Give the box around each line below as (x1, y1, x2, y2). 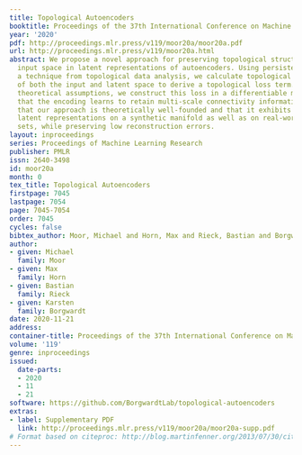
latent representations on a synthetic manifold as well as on (17, 114, 259, 123)
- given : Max (9, 265, 58, 274)
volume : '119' (9, 340, 63, 349)
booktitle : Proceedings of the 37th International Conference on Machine (9, 22, 292, 31)
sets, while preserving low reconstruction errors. (17, 123, 216, 132)
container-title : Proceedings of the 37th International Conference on (9, 332, 283, 341)
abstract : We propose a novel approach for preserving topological (9, 55, 268, 64)
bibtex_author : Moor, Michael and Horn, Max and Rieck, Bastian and (9, 231, 271, 240)
